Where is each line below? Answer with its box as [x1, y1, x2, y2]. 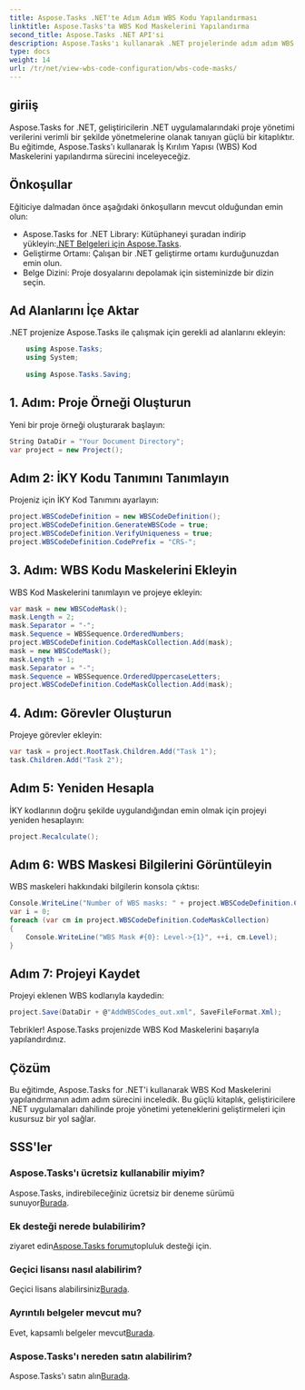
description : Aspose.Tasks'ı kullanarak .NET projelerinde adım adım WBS [9, 38, 295, 48]
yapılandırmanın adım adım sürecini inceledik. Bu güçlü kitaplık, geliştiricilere [9, 1094, 296, 1105]
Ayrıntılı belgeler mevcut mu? [9, 1306, 143, 1319]
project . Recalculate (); [9, 832, 100, 841]
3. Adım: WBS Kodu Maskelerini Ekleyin [9, 562, 238, 578]
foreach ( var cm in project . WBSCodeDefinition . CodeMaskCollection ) [9, 916, 271, 925]
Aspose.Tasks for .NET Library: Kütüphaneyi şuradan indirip [22, 228, 247, 239]
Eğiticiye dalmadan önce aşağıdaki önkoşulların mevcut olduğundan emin [9, 201, 284, 212]
